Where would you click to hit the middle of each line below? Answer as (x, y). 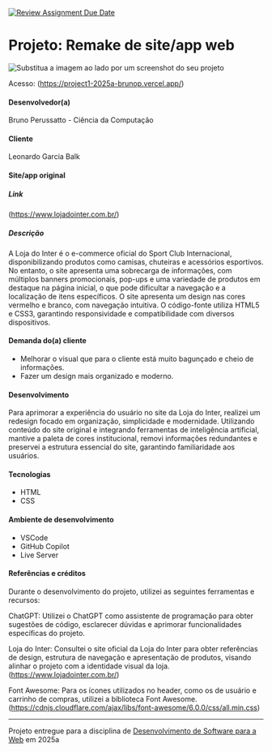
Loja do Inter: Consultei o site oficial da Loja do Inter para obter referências (133, 648)
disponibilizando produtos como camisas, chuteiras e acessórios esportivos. (136, 262)
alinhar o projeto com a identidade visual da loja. (89, 666)
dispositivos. (30, 322)
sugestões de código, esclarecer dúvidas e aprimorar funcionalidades (125, 624)
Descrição (26, 233)
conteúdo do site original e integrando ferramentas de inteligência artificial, (134, 430)
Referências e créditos (47, 574)
